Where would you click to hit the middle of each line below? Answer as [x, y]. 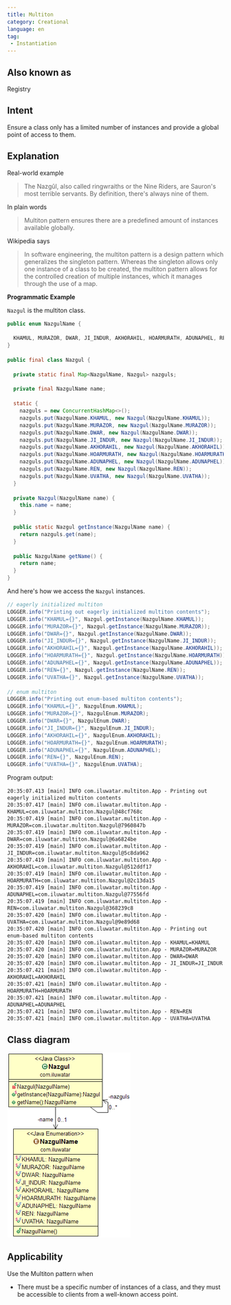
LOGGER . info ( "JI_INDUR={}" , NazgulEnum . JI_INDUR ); [81, 728]
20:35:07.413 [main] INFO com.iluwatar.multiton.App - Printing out [107, 791]
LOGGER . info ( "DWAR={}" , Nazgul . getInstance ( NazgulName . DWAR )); [100, 634]
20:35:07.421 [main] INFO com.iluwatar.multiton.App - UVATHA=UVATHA [109, 1019]
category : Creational [38, 22]
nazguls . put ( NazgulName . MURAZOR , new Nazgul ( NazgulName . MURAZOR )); [118, 425]
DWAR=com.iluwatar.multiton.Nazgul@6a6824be [72, 840]
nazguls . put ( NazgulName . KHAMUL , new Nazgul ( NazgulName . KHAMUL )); [115, 418]
